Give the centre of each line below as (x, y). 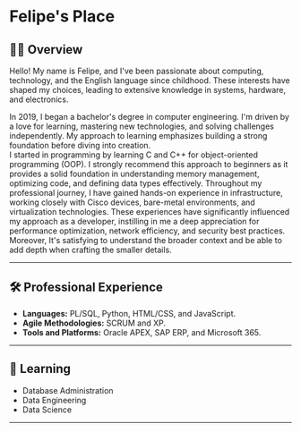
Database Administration (68, 390)
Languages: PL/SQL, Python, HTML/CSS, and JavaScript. (129, 313)
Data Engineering (54, 400)
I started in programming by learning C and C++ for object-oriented (133, 155)
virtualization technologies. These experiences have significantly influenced (150, 212)
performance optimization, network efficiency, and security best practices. (147, 231)
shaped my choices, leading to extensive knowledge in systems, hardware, (148, 90)
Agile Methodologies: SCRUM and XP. (94, 323)
